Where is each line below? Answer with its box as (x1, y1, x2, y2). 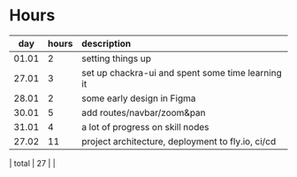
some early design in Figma (81, 92, 196, 104)
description (81, 37, 131, 50)
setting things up (81, 52, 152, 65)
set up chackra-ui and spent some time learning (81, 66, 283, 79)
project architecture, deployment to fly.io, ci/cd (81, 135, 277, 147)
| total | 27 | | (9, 158, 56, 168)
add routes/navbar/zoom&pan (81, 106, 206, 119)
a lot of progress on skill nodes (81, 120, 209, 133)
